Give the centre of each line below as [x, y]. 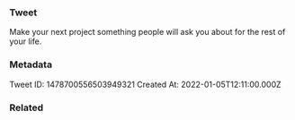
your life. [26, 41]
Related [27, 107]
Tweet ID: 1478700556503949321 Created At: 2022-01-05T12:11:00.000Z [145, 84]
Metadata [31, 64]
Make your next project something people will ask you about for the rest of [147, 32]
